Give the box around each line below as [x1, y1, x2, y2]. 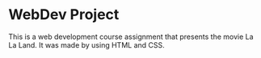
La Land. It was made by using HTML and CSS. [8, 40, 165, 49]
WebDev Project [8, 6, 120, 24]
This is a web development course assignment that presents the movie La [8, 32, 254, 41]
